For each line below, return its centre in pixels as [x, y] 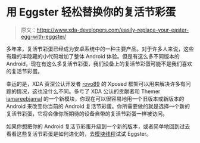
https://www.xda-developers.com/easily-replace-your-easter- [113, 30]
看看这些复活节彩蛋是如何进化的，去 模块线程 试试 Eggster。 [79, 133]
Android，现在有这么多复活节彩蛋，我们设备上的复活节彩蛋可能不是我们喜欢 [99, 64]
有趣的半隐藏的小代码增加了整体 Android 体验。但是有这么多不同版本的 [93, 56]
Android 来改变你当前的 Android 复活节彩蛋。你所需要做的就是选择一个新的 [98, 106]
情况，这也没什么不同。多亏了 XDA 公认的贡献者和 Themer [88, 91]
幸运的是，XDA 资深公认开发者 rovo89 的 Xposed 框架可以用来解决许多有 [96, 83]
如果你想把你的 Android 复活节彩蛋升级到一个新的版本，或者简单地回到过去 [98, 126]
